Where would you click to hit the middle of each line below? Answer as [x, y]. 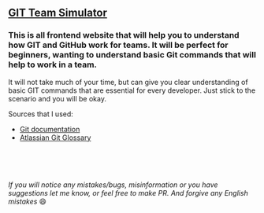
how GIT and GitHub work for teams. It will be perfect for [118, 45]
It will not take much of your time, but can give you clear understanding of [128, 82]
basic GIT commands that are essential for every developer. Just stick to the [132, 90]
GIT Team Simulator [58, 13]
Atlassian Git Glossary [55, 138]
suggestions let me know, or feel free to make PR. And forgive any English [128, 193]
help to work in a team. [52, 64]
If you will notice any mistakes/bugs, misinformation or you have [113, 185]
